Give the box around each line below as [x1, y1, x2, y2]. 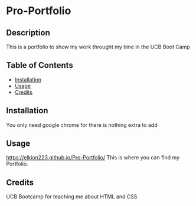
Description [6, 28, 50, 38]
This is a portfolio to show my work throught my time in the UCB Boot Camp [6, 43, 190, 50]
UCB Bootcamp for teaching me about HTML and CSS [6, 193, 138, 200]
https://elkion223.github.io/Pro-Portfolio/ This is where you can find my [6, 154, 180, 161]
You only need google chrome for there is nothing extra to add [6, 121, 158, 128]
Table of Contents [6, 60, 74, 70]
